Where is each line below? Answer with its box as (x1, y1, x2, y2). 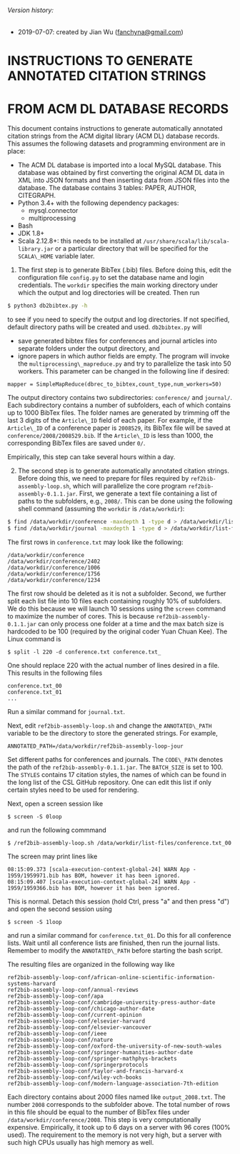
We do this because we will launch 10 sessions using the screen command (7, 604, 226, 613)
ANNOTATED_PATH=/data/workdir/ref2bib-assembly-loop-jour (7, 743, 184, 750)
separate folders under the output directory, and (17, 344, 160, 353)
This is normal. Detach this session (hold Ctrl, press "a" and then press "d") (7, 897, 230, 905)
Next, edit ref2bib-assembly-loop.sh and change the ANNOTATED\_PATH (7, 721, 212, 730)
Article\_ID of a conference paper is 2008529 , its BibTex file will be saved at (7, 423, 231, 432)
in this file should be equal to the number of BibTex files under (7, 1108, 190, 1116)
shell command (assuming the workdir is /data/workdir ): (17, 504, 185, 513)
